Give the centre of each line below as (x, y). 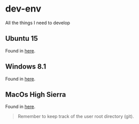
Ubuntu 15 (22, 39)
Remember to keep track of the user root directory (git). (76, 116)
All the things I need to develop (38, 23)
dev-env (23, 9)
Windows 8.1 (26, 67)
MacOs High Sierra (36, 95)
